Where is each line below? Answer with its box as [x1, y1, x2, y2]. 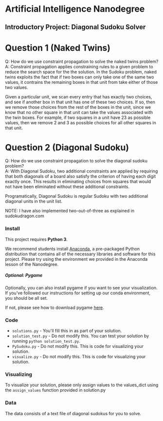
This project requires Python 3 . [5, 236, 68, 242]
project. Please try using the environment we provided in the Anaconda [5, 256, 148, 262]
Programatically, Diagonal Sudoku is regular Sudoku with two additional [5, 193, 148, 199]
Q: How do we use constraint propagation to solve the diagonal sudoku [5, 158, 147, 164]
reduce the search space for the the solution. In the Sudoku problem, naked [5, 69, 157, 75]
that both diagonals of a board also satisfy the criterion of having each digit [5, 173, 156, 179]
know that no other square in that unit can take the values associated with [5, 109, 153, 115]
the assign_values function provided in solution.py [5, 387, 106, 393]
